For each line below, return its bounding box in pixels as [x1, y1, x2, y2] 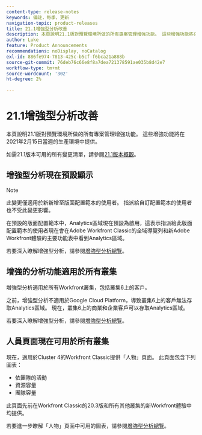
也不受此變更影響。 [6, 206, 54, 214]
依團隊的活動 [14, 373, 47, 381]
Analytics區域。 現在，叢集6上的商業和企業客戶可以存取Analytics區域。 [11, 304, 188, 311]
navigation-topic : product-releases [6, 20, 98, 26]
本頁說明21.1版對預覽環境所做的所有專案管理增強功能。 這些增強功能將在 [6, 130, 185, 138]
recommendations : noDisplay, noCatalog [6, 48, 106, 54]
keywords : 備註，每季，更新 [6, 14, 69, 21]
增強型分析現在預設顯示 [6, 170, 93, 180]
